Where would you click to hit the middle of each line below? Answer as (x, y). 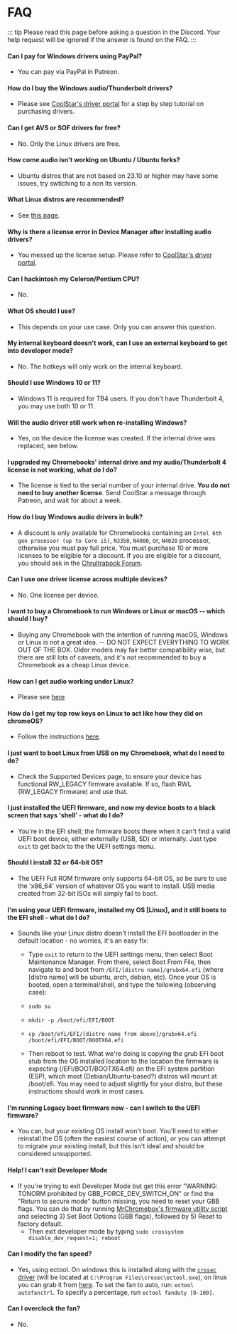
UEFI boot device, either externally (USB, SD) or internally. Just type (117, 838)
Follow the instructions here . (59, 736)
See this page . (39, 215)
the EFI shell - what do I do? (49, 917)
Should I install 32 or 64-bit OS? (55, 862)
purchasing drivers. (46, 112)
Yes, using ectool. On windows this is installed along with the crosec (117, 1269)
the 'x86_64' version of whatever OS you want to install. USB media (116, 886)
